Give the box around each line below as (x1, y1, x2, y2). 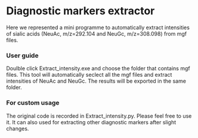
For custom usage (6, 99, 60, 107)
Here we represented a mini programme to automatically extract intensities (6, 24, 190, 31)
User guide (6, 51, 39, 59)
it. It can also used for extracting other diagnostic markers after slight (6, 118, 177, 126)
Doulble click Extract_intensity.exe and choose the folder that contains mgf (6, 65, 190, 72)
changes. (6, 125, 29, 132)
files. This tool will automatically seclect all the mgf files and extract (6, 71, 172, 79)
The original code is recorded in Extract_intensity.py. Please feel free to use (6, 112, 192, 120)
